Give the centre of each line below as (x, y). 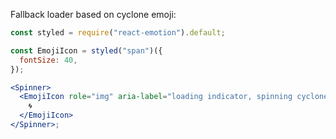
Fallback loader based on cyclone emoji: (93, 14)
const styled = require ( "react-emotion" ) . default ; (118, 33)
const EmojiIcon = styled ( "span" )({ (86, 50)
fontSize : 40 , (48, 60)
